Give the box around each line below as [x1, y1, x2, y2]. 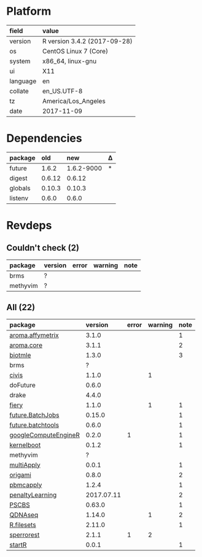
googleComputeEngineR [9, 430, 80, 439]
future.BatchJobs [9, 410, 60, 419]
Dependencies [6, 131, 82, 146]
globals [9, 184, 31, 192]
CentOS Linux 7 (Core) [42, 47, 109, 55]
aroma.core [9, 341, 43, 349]
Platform [6, 4, 52, 18]
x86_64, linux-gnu [42, 56, 97, 65]
